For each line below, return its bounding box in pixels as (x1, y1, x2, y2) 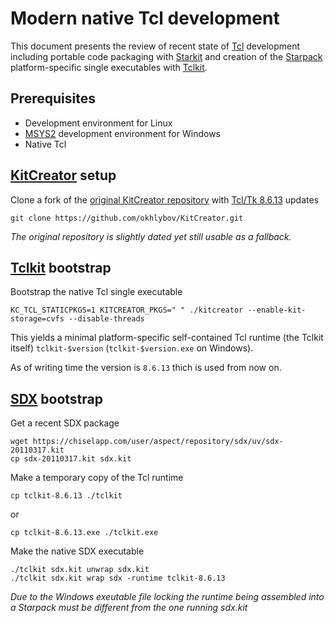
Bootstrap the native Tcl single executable (10, 286, 183, 298)
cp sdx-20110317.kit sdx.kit (10, 454, 132, 464)
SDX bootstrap (10, 390, 103, 407)
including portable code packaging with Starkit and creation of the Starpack (10, 50, 323, 62)
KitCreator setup (10, 167, 117, 184)
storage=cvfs (10, 314, 65, 324)
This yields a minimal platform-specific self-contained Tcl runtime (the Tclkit (10, 332, 324, 344)
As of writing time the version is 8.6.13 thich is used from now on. (10, 362, 282, 374)
